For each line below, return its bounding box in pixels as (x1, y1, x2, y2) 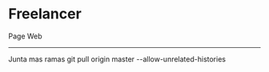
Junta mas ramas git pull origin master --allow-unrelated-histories (8, 54, 227, 64)
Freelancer (8, 5, 82, 23)
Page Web (8, 31, 42, 41)
